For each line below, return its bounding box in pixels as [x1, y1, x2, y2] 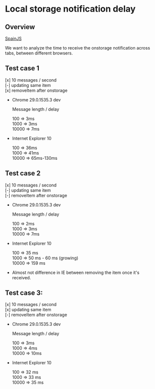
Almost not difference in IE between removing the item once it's [12, 270, 139, 275]
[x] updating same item [5, 307, 52, 313]
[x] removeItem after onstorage [5, 87, 68, 93]
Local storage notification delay [5, 3, 136, 15]
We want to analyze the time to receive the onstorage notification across [5, 45, 151, 51]
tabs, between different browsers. [5, 50, 73, 56]
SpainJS [5, 35, 22, 41]
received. [12, 274, 31, 280]
